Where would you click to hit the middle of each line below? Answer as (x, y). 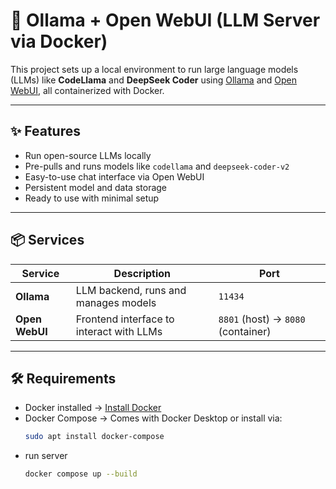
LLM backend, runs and (131, 290)
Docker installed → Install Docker (93, 408)
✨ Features (45, 131)
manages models (116, 302)
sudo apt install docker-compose (94, 437)
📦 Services (47, 240)
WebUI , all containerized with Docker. (87, 90)
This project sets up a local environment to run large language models (154, 69)
